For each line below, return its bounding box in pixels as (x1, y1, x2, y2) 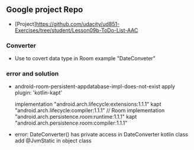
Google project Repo (6, 5, 83, 15)
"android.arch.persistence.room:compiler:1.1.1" (14, 119, 128, 126)
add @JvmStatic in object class (14, 137, 92, 144)
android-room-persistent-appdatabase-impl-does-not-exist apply (14, 83, 176, 90)
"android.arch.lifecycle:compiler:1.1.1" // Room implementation (14, 107, 165, 114)
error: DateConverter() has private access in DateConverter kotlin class (14, 131, 188, 138)
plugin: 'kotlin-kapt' (14, 89, 63, 96)
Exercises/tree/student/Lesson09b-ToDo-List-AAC (14, 27, 138, 34)
